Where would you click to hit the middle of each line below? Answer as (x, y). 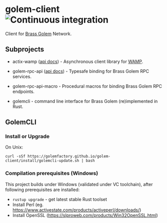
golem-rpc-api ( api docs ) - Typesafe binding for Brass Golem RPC (80, 71)
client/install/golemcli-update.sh (42, 161)
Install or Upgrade (27, 136)
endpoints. (23, 91)
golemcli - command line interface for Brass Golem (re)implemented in (85, 101)
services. (22, 76)
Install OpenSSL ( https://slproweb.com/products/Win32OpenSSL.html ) (85, 215)
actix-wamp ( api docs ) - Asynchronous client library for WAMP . (78, 61)
